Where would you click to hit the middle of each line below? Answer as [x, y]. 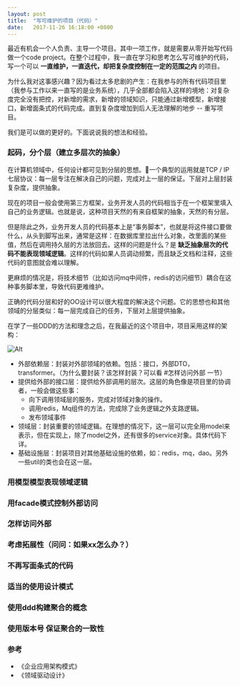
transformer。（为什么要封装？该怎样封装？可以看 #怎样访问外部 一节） [122, 373]
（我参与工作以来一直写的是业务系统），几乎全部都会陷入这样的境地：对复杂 [119, 91]
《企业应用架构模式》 [49, 666]
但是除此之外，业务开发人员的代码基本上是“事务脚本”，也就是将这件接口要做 [120, 226]
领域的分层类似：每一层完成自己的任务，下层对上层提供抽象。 [98, 311]
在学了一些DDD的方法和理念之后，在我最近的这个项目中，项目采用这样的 [114, 326]
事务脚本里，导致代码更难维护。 [60, 286]
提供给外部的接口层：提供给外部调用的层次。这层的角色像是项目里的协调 [124, 381]
